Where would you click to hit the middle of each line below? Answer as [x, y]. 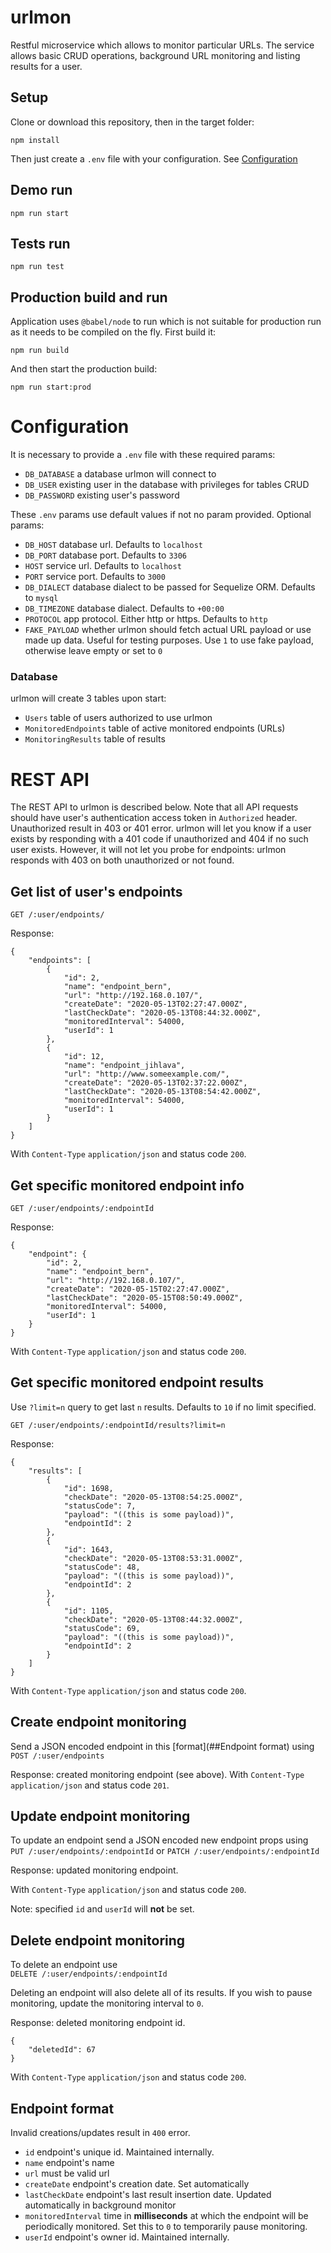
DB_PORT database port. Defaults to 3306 [106, 555]
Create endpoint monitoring [98, 1722]
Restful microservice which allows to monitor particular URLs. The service [162, 45]
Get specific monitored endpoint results [137, 1382]
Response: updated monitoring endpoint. [94, 1870]
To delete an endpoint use [64, 1965]
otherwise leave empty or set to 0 [93, 651]
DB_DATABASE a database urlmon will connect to [120, 474]
